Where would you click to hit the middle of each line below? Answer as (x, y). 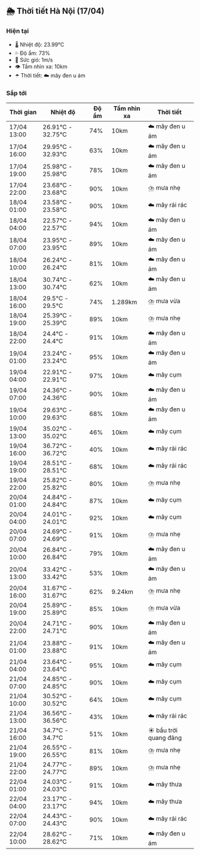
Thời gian (23, 112)
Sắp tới (16, 93)
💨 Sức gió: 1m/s (34, 60)
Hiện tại (18, 31)
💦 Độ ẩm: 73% (32, 53)
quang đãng (165, 738)
